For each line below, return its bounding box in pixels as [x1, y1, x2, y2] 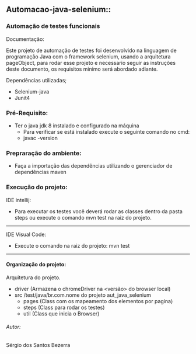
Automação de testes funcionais [6, 22, 100, 30]
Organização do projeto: [6, 261, 66, 268]
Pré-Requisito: [6, 109, 48, 117]
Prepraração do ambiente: [6, 149, 82, 157]
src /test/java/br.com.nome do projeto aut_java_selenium [14, 291, 152, 299]
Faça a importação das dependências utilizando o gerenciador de [14, 162, 173, 169]
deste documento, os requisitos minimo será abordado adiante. [6, 65, 158, 72]
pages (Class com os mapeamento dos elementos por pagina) [23, 297, 173, 304]
